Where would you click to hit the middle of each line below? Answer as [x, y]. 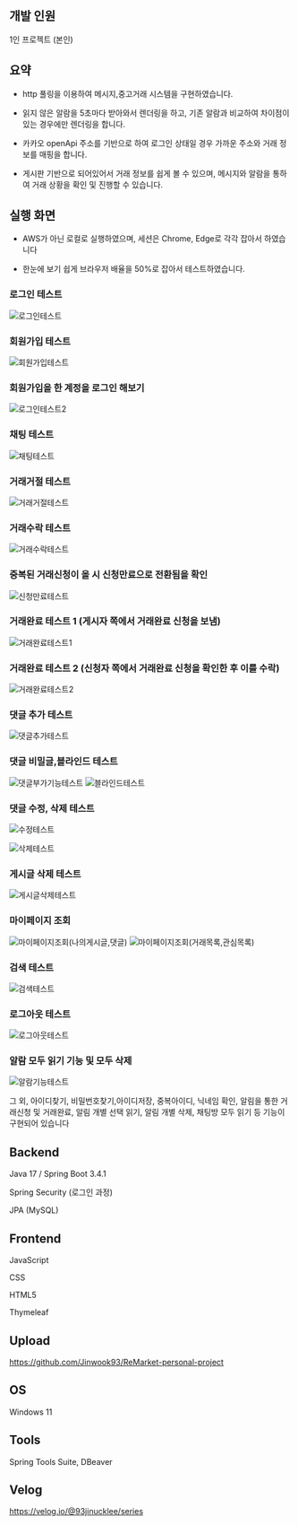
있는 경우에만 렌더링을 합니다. [74, 124]
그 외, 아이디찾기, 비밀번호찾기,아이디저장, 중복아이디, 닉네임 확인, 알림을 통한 [144, 1101]
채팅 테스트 [32, 435]
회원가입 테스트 [40, 341]
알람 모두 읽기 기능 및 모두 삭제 [71, 1061]
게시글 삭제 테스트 [46, 874]
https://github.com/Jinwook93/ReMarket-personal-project [116, 1362]
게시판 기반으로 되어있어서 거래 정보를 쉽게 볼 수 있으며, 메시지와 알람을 [146, 173]
